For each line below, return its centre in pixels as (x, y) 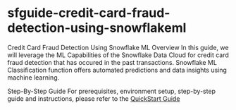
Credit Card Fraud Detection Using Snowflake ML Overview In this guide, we (118, 47)
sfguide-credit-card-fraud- (89, 13)
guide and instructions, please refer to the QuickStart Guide (94, 98)
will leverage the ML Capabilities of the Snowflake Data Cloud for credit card (118, 55)
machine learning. (33, 77)
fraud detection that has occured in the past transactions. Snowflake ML (112, 62)
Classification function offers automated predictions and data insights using (117, 70)
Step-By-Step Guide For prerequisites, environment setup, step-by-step (112, 91)
